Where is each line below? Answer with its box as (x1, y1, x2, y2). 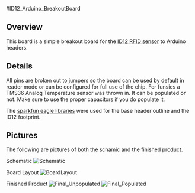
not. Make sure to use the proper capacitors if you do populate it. (6, 96, 165, 103)
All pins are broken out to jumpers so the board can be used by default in (6, 77, 185, 84)
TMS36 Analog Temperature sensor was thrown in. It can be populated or (6, 89, 186, 96)
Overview (6, 22, 43, 32)
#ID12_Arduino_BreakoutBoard (6, 5, 81, 12)
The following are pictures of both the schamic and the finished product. (6, 146, 183, 153)
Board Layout (6, 169, 39, 176)
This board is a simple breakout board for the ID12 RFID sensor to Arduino (6, 38, 186, 45)
